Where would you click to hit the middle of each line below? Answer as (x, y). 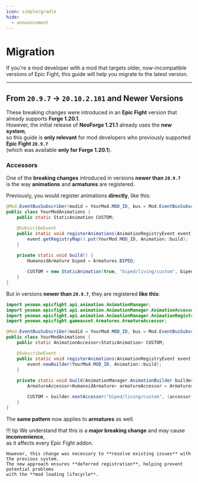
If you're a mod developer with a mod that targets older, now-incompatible (96, 68)
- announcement (30, 22)
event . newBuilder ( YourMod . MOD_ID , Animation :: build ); (95, 364)
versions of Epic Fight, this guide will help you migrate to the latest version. (97, 74)
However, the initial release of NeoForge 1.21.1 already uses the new (89, 125)
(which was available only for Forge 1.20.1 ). (59, 150)
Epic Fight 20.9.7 (27, 144)
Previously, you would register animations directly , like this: (78, 196)
